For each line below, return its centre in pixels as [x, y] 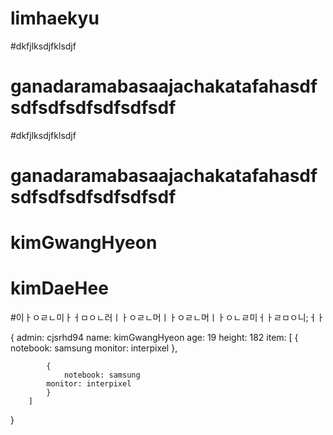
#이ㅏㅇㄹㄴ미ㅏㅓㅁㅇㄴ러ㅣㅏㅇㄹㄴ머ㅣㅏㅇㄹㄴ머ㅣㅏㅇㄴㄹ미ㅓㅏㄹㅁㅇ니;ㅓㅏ [167, 318]
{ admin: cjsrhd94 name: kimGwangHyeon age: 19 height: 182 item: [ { [154, 338]
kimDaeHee [59, 288]
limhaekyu [55, 18]
